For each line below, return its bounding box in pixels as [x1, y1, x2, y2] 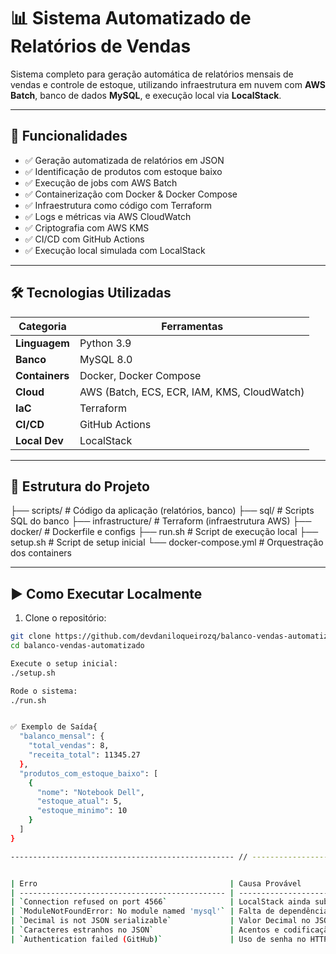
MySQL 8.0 [79, 352, 133, 366]
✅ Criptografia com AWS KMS [24, 221, 150, 234]
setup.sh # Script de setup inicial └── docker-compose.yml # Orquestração [10, 536, 324, 549]
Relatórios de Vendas [10, 35, 192, 58]
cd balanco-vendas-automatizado [10, 641, 145, 651]
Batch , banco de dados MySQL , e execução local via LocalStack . [10, 89, 282, 101]
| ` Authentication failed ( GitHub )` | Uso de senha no [10, 934, 307, 944]
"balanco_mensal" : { [19, 731, 105, 742]
